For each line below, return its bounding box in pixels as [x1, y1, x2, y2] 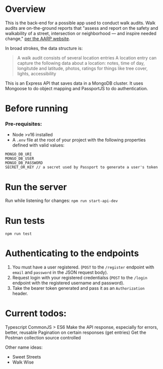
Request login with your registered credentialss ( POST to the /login [12, 275, 148, 281]
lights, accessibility [17, 70, 56, 76]
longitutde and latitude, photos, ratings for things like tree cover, [17, 65, 148, 71]
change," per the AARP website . [5, 36, 71, 42]
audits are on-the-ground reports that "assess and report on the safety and [5, 25, 159, 31]
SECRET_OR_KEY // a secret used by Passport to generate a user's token [5, 165, 158, 170]
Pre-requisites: [5, 120, 42, 127]
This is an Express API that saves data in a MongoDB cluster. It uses [5, 80, 143, 86]
